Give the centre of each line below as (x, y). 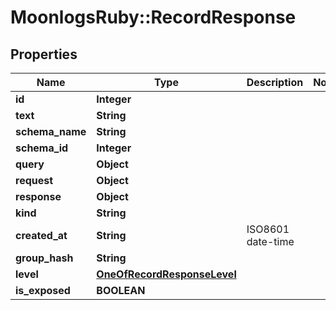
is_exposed (43, 290)
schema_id (42, 148)
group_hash (44, 258)
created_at (41, 235)
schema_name (51, 131)
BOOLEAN (121, 290)
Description (275, 82)
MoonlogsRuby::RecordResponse (153, 17)
